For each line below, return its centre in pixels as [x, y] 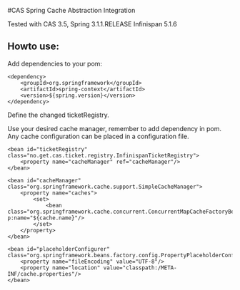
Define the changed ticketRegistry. [58, 115]
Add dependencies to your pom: [55, 63]
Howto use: [33, 47]
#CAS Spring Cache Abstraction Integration [71, 10]
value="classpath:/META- [140, 268]
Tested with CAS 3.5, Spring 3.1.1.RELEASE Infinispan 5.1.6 [92, 24]
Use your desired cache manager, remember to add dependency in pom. [115, 128]
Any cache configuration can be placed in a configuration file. [98, 136]
